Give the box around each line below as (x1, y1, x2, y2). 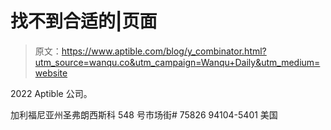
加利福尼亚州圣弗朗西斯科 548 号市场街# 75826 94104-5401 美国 (10, 108, 278, 121)
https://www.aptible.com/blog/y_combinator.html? (61, 45, 267, 57)
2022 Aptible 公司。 (10, 87, 93, 99)
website (34, 67, 68, 79)
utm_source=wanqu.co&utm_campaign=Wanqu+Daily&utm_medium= (34, 56, 321, 68)
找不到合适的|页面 (10, 10, 158, 33)
